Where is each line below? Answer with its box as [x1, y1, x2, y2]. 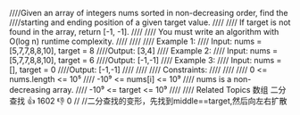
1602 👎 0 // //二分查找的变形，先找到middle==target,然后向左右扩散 [37, 95, 287, 106]
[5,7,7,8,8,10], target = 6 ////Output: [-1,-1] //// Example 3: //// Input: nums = [9, 55, 282, 65]
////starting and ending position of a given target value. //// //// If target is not [9, 17, 291, 28]
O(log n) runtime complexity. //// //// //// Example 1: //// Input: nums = [9, 36, 262, 46]
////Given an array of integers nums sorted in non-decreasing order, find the [9, 8, 288, 18]
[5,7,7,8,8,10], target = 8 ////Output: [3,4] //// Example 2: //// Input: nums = [9, 45, 279, 56]
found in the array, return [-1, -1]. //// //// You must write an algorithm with [9, 27, 279, 37]
